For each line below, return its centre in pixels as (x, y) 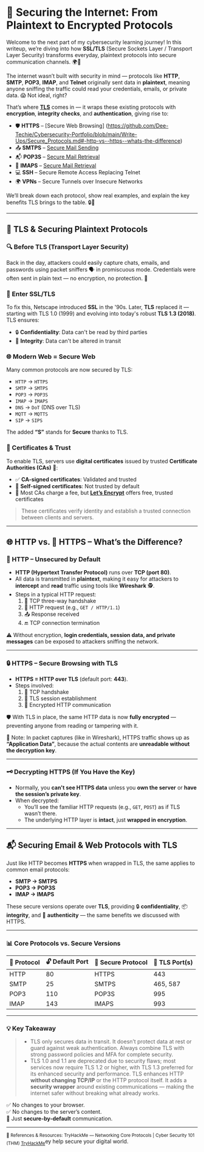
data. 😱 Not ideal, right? (37, 95)
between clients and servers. (57, 517)
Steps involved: (34, 685)
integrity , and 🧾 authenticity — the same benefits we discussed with (93, 915)
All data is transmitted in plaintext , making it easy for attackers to (97, 579)
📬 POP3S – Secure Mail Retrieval (57, 157)
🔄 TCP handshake (46, 692)
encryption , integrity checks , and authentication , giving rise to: (87, 113)
